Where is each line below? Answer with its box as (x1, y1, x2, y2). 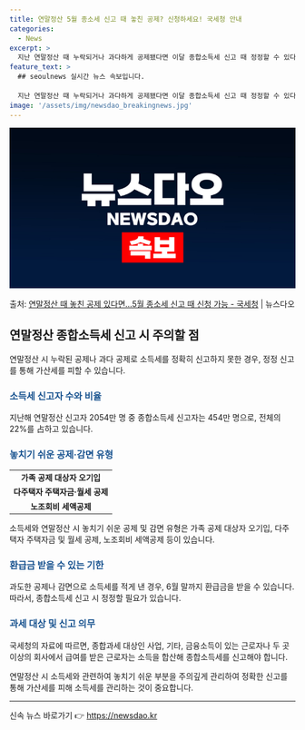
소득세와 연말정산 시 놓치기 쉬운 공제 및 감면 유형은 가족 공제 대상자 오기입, (9, 523, 273, 534)
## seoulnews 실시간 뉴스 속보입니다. (17, 73, 145, 82)
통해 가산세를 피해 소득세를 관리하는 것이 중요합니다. (9, 682, 193, 693)
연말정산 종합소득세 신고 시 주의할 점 (9, 328, 200, 343)
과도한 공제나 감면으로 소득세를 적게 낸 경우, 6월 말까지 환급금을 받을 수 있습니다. (9, 581, 295, 592)
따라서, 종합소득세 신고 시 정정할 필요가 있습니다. (9, 593, 182, 604)
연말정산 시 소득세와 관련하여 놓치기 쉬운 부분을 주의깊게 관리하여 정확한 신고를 (9, 670, 289, 681)
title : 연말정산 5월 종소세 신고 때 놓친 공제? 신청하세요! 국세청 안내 (9, 15, 242, 24)
